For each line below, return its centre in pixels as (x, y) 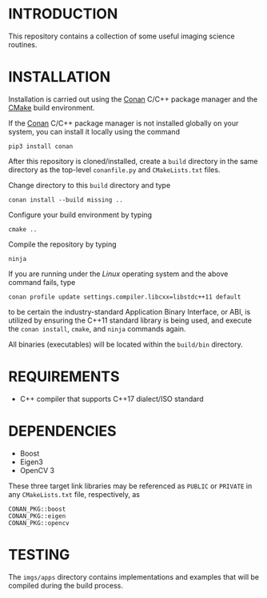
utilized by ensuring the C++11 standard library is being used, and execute (130, 320)
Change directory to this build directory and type (90, 185)
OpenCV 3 (37, 470)
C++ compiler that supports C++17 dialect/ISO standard (112, 399)
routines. (23, 44)
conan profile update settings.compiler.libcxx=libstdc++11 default (125, 297)
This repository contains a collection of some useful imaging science (122, 36)
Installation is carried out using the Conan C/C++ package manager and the (133, 99)
